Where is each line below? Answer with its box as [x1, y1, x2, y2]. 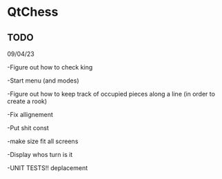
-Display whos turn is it [7, 151, 73, 158]
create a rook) [7, 97, 48, 105]
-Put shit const [7, 124, 50, 131]
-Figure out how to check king [7, 63, 93, 71]
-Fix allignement [7, 111, 54, 118]
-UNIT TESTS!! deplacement [7, 164, 88, 172]
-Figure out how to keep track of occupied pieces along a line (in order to [7, 90, 216, 98]
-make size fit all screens [7, 137, 79, 145]
